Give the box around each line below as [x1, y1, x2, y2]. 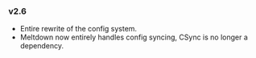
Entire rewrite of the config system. [19, 24, 138, 34]
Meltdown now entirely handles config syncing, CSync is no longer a [19, 32, 248, 42]
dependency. [19, 41, 64, 51]
